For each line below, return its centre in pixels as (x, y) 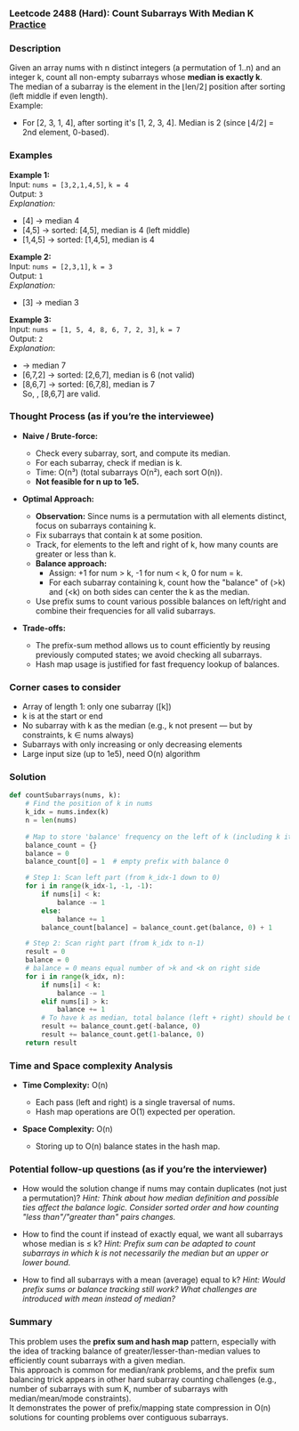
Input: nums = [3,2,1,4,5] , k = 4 (69, 184)
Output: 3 (26, 193)
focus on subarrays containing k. (96, 525)
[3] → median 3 (50, 302)
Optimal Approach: (58, 499)
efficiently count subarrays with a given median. (97, 1360)
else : (52, 911)
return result (51, 1043)
